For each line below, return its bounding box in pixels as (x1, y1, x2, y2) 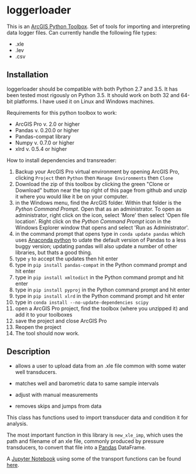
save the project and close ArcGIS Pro (15, 317, 107, 324)
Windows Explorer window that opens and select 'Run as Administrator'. (15, 224, 189, 231)
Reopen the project (15, 323, 62, 331)
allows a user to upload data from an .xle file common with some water (15, 362, 186, 369)
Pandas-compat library (15, 133, 71, 140)
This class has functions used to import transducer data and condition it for (6, 414, 188, 421)
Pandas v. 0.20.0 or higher (15, 126, 80, 133)
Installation (6, 70, 49, 80)
